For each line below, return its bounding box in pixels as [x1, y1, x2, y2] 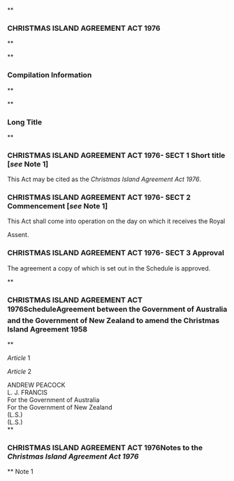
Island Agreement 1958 [7, 324, 88, 334]
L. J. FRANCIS [7, 388, 47, 397]
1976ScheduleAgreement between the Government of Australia [7, 304, 228, 314]
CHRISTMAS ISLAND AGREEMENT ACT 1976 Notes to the [7, 443, 203, 452]
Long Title [7, 117, 43, 127]
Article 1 [7, 354, 31, 362]
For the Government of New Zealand [7, 403, 112, 412]
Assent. [7, 231, 29, 239]
